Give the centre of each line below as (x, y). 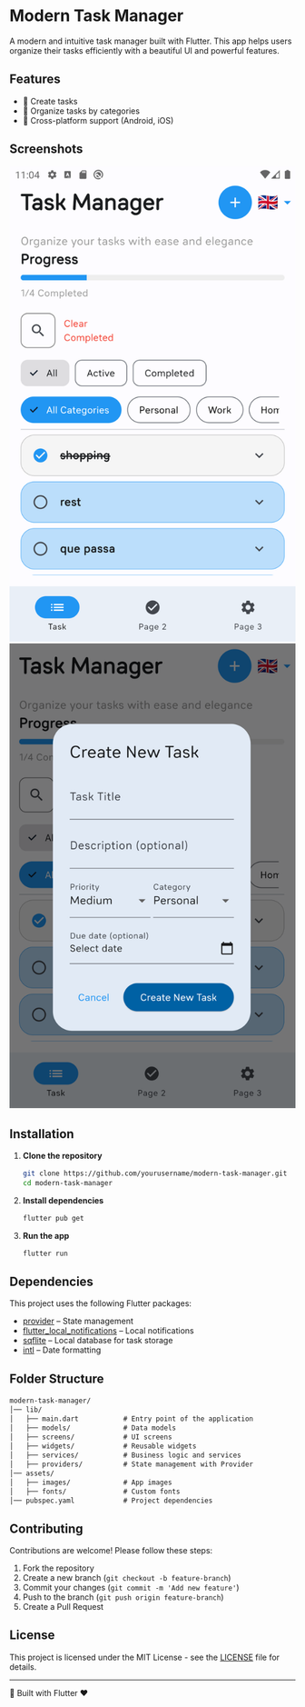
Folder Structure (57, 1378)
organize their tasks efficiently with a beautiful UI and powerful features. (144, 50)
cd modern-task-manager (68, 1183)
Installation (42, 1134)
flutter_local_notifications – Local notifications (108, 1331)
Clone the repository (62, 1156)
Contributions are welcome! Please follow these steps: (111, 1551)
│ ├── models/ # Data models (93, 1428)
